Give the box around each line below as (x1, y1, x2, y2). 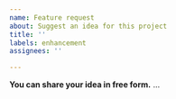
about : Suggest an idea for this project (9, 22, 168, 31)
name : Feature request (9, 13, 95, 22)
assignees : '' (9, 47, 63, 56)
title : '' (9, 30, 47, 39)
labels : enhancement (9, 38, 88, 48)
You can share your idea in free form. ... (9, 79, 161, 90)
